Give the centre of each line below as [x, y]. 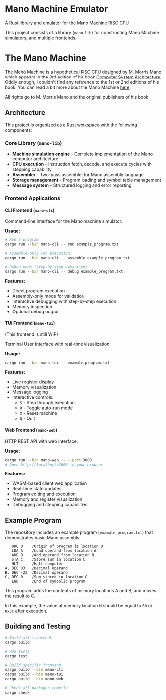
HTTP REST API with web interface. [41, 441]
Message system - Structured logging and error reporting [72, 185]
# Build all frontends [29, 638]
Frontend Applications [33, 198]
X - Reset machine [38, 413]
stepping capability [32, 169]
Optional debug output [35, 312]
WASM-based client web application [50, 483]
